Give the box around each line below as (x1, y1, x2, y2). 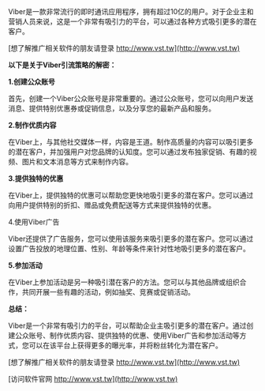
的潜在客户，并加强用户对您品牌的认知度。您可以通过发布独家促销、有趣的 (8, 147, 250, 156)
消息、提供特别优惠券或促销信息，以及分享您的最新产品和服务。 (8, 103, 215, 113)
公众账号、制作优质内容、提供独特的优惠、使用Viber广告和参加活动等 (14, 331, 241, 340)
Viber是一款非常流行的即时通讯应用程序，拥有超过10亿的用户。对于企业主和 (8, 7, 254, 16)
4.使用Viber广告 (8, 217, 60, 227)
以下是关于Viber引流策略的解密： (8, 60, 117, 70)
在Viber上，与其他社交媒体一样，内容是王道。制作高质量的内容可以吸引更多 (8, 137, 254, 146)
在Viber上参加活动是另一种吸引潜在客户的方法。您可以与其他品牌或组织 (8, 277, 241, 287)
